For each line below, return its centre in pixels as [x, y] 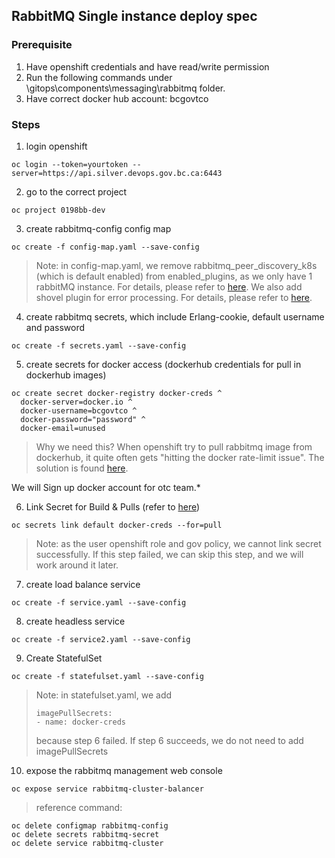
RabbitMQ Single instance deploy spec [134, 16]
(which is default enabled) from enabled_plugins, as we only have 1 [174, 276]
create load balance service [83, 584]
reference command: [79, 807]
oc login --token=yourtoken [70, 164]
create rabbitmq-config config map [98, 228]
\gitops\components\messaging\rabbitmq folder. [125, 88]
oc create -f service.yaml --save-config [99, 602]
